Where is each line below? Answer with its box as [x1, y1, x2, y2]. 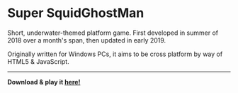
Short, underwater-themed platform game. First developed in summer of [7, 28, 218, 37]
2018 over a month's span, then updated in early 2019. [7, 35, 166, 44]
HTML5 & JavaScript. [7, 57, 69, 65]
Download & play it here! [7, 77, 81, 86]
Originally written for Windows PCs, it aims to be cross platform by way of [7, 50, 223, 58]
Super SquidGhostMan [7, 5, 144, 21]
